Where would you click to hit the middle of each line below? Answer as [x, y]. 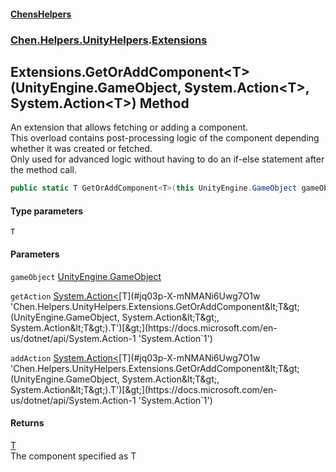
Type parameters [47, 211]
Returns [27, 423]
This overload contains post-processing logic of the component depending [165, 138]
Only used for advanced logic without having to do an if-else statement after [167, 159]
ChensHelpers [41, 14]
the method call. [43, 170]
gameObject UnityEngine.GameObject [86, 276]
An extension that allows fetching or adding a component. [129, 127]
